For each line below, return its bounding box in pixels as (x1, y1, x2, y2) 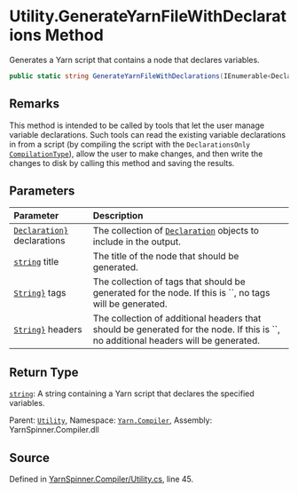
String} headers (13, 323, 82, 336)
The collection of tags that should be (92, 275, 246, 288)
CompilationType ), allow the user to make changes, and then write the (9, 148, 263, 159)
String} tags (13, 287, 67, 299)
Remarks (9, 96, 60, 112)
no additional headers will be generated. (92, 335, 260, 347)
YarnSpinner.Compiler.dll (9, 425, 99, 435)
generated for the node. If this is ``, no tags (92, 287, 271, 299)
